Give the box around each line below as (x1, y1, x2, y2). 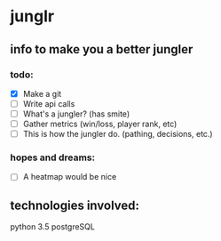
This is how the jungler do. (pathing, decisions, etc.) (22, 129, 213, 140)
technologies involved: (10, 197, 140, 213)
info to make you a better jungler (10, 42, 193, 57)
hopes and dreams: (10, 151, 96, 164)
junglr (10, 6, 55, 27)
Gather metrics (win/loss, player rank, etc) (22, 118, 178, 130)
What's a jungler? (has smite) (22, 108, 130, 119)
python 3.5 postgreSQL (10, 221, 96, 232)
